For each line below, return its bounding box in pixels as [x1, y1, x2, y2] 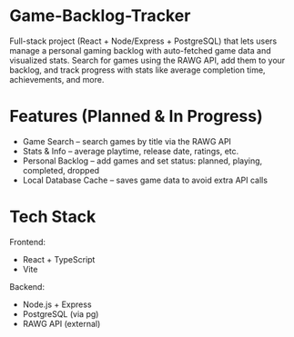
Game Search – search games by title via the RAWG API [22, 135, 232, 146]
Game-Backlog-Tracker [9, 5, 191, 26]
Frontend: [9, 236, 46, 247]
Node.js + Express [22, 299, 93, 310]
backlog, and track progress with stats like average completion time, [9, 64, 266, 75]
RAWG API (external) [22, 318, 101, 329]
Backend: [9, 281, 46, 292]
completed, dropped [22, 164, 100, 175]
